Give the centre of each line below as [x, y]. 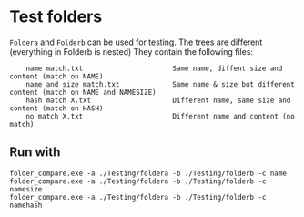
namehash [26, 205]
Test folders [56, 17]
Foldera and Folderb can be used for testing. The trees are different [136, 42]
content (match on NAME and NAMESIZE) [83, 92]
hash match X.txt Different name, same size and [158, 100]
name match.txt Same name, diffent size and [154, 68]
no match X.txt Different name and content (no [161, 116]
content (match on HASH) [56, 108]
